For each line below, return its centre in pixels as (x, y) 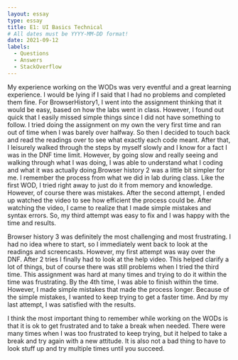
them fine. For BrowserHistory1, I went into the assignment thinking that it (115, 102)
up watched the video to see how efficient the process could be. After (110, 200)
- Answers (28, 60)
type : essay (25, 21)
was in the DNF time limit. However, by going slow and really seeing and (113, 155)
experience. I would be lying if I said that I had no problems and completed (117, 94)
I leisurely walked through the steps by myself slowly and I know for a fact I (117, 147)
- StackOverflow (38, 67)
